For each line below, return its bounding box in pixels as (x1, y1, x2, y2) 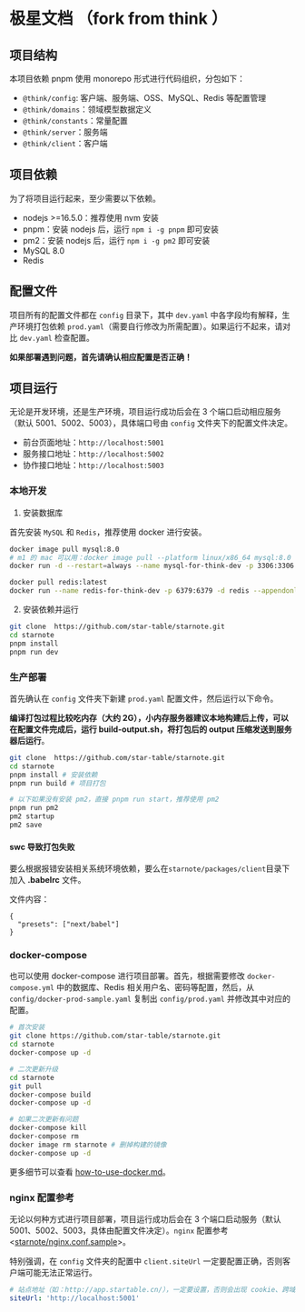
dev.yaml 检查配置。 (19, 332, 95, 343)
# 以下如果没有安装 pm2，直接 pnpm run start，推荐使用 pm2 (9, 795, 220, 805)
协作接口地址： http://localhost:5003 (22, 460, 165, 471)
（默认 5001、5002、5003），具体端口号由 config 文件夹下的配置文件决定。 (9, 417, 293, 428)
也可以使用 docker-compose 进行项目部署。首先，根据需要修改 (9, 970, 245, 982)
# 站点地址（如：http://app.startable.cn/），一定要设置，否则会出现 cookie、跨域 (9, 1285, 296, 1294)
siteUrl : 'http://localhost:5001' (9, 1293, 141, 1303)
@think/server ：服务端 (22, 126, 108, 137)
